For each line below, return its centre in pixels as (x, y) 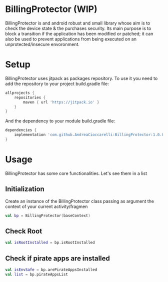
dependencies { (21, 130)
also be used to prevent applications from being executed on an (71, 39)
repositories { (30, 97)
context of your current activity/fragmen (46, 206)
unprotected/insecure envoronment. (42, 44)
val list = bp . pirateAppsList (37, 274)
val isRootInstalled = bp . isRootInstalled (50, 243)
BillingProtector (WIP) (51, 9)
